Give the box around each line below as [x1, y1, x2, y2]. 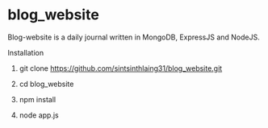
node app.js [19, 110, 59, 120]
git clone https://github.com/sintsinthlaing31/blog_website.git [19, 63, 223, 73]
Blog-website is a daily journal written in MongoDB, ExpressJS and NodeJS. [7, 32, 260, 42]
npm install [19, 94, 57, 104]
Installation [7, 47, 44, 57]
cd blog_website [19, 79, 74, 89]
